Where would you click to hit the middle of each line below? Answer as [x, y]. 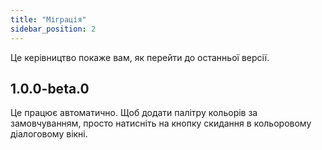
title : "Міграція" [48, 19]
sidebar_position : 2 [53, 29]
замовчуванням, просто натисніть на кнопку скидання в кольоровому [161, 123]
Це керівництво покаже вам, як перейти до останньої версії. [140, 57]
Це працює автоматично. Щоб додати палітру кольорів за [134, 113]
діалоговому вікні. [49, 134]
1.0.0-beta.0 [50, 88]
